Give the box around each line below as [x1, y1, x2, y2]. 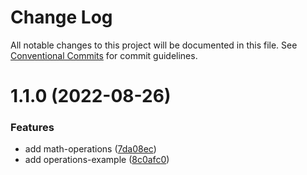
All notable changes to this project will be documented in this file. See [10, 39, 298, 51]
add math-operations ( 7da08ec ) [24, 143, 157, 155]
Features [10, 121, 55, 135]
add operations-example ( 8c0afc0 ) [24, 154, 170, 166]
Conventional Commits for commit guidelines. [10, 49, 198, 61]
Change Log [10, 6, 113, 29]
